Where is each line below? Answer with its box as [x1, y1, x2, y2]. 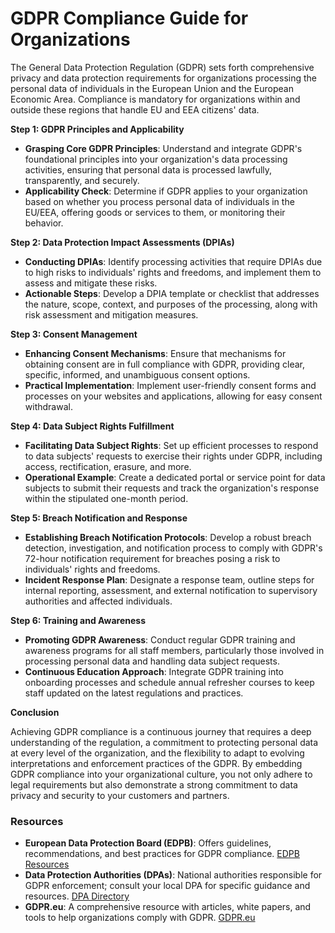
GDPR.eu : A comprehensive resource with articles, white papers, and [24, 901, 312, 913]
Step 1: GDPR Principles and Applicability [10, 123, 185, 135]
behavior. [24, 217, 64, 229]
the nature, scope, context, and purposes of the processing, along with [24, 298, 318, 310]
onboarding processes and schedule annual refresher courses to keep [24, 676, 315, 688]
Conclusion [10, 706, 60, 718]
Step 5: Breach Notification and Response [10, 512, 188, 524]
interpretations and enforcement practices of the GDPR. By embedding [10, 757, 303, 769]
